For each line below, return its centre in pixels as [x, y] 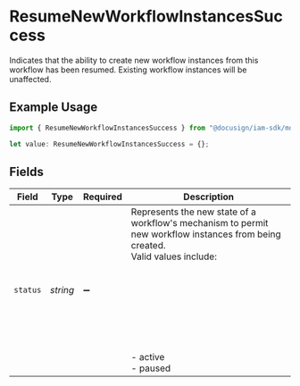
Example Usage [54, 108]
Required [103, 197]
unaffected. [30, 79]
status [28, 290]
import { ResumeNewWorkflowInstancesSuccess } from [107, 128]
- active [148, 357]
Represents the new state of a [193, 212]
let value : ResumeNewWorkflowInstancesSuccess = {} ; [109, 144]
